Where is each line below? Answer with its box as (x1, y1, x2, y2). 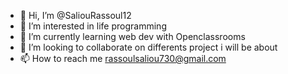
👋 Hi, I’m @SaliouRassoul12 (19, 10, 132, 21)
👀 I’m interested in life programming (19, 20, 167, 32)
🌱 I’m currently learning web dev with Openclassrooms (19, 31, 246, 42)
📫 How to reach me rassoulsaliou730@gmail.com (19, 53, 227, 64)
